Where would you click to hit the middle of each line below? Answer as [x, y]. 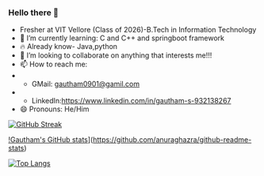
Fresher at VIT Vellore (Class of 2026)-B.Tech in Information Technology [138, 30]
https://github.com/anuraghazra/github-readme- [172, 140]
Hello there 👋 [34, 13]
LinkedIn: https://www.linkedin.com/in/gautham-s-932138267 [131, 101]
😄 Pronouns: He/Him [54, 109]
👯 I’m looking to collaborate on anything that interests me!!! [116, 55]
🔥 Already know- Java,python [68, 47]
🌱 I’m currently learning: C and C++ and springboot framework [122, 38]
